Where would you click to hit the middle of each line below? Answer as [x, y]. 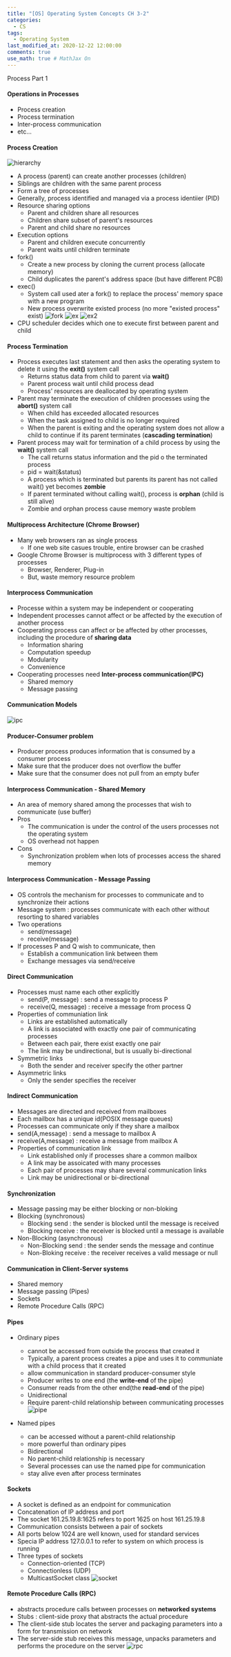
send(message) [50, 931]
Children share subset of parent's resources [90, 220]
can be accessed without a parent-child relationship [101, 1436]
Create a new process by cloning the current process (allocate [116, 264]
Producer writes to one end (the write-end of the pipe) [106, 1380]
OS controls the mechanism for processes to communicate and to [111, 895]
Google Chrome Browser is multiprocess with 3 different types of [109, 555]
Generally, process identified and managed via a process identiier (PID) [118, 199]
